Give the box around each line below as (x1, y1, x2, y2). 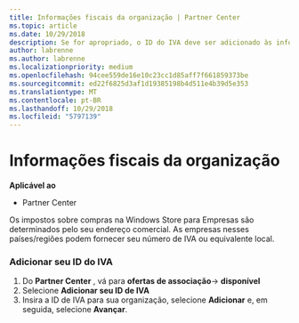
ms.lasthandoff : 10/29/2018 (9, 104, 114, 113)
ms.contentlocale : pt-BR (9, 95, 101, 105)
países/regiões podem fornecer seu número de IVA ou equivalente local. (9, 233, 275, 245)
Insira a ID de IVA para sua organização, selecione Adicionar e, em (21, 295, 269, 305)
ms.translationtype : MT (9, 87, 98, 96)
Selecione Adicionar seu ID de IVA (21, 286, 149, 296)
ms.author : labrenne (9, 54, 86, 63)
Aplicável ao (9, 180, 56, 191)
